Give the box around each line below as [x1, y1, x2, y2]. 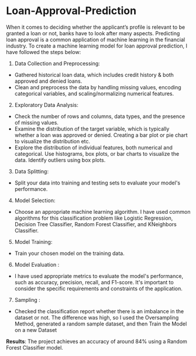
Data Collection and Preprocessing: [14, 60, 101, 67]
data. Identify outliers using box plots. [14, 156, 106, 163]
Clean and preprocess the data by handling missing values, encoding [14, 83, 181, 90]
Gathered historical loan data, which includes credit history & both [14, 71, 174, 78]
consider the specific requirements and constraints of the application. [14, 285, 183, 292]
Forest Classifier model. [6, 344, 63, 351]
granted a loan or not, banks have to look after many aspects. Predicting [6, 29, 180, 36]
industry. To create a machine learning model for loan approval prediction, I [6, 42, 188, 49]
